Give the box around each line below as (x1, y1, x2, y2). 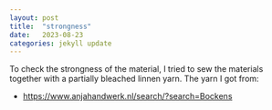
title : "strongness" (9, 22, 92, 31)
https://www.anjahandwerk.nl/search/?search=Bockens (22, 91, 233, 102)
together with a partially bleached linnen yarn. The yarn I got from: (9, 74, 259, 85)
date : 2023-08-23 (9, 30, 84, 39)
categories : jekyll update (9, 38, 112, 48)
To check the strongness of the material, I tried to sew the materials (9, 64, 264, 75)
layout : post (9, 13, 59, 23)
